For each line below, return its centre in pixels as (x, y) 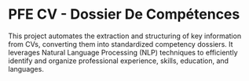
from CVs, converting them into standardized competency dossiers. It (121, 44)
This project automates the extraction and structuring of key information (125, 36)
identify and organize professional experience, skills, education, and (119, 61)
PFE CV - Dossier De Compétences (124, 14)
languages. (26, 69)
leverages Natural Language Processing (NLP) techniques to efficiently (123, 52)
